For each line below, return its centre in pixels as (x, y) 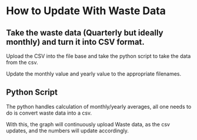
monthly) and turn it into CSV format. (76, 42)
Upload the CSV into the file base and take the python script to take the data (98, 56)
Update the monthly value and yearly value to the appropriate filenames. (94, 74)
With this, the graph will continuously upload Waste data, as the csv (88, 124)
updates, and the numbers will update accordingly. (68, 131)
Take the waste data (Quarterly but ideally (85, 33)
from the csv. (22, 62)
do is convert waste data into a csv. (49, 113)
